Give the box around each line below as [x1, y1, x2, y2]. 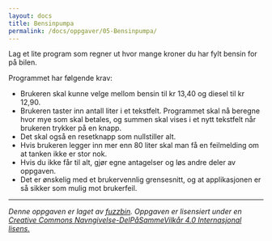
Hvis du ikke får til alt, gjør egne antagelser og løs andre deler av [19, 158, 236, 167]
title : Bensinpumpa [8, 19, 74, 27]
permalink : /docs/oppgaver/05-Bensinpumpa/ [8, 27, 158, 35]
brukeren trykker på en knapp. [19, 123, 122, 133]
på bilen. [8, 57, 38, 67]
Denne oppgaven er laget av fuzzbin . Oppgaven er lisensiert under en [8, 207, 243, 217]
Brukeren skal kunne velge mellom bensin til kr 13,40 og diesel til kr [19, 89, 245, 99]
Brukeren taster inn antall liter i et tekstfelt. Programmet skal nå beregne [19, 106, 261, 116]
